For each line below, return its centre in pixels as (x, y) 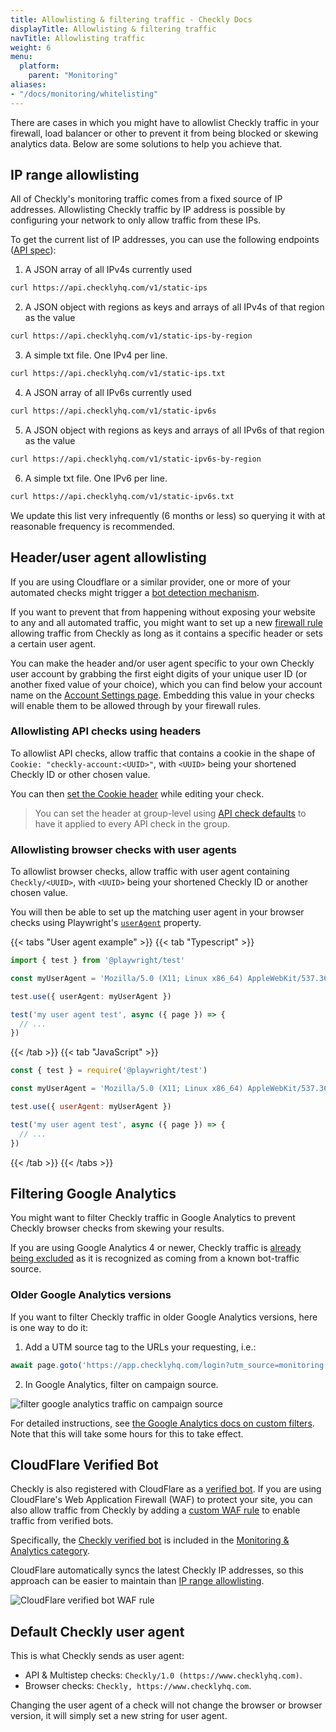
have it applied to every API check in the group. (132, 823)
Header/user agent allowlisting (108, 557)
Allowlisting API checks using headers (106, 731)
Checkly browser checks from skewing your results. (117, 1228)
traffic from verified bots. (62, 1521)
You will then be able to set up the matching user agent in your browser (157, 912)
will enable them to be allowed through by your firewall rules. (136, 705)
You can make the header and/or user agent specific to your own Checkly (162, 663)
